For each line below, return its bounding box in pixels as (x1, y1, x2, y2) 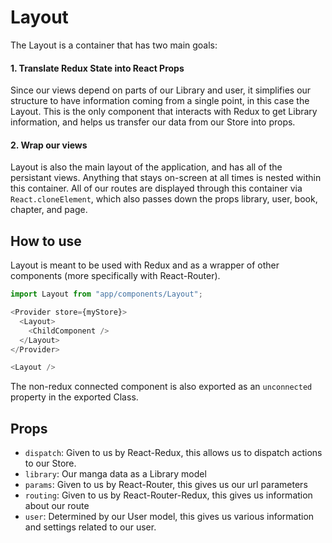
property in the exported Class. (10, 391, 139, 403)
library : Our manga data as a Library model (24, 468, 207, 480)
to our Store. (24, 457, 77, 470)
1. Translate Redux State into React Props (10, 62, 185, 74)
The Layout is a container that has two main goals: (10, 39, 218, 51)
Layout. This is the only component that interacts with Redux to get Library (10, 106, 318, 118)
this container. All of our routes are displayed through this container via (10, 182, 303, 195)
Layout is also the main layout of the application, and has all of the (10, 161, 283, 173)
